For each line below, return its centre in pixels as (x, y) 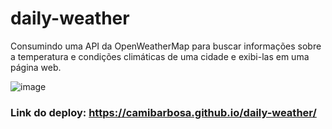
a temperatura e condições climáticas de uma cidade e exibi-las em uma (160, 56)
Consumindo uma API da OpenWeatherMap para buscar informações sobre (166, 46)
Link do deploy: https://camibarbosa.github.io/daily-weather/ (163, 112)
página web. (36, 67)
